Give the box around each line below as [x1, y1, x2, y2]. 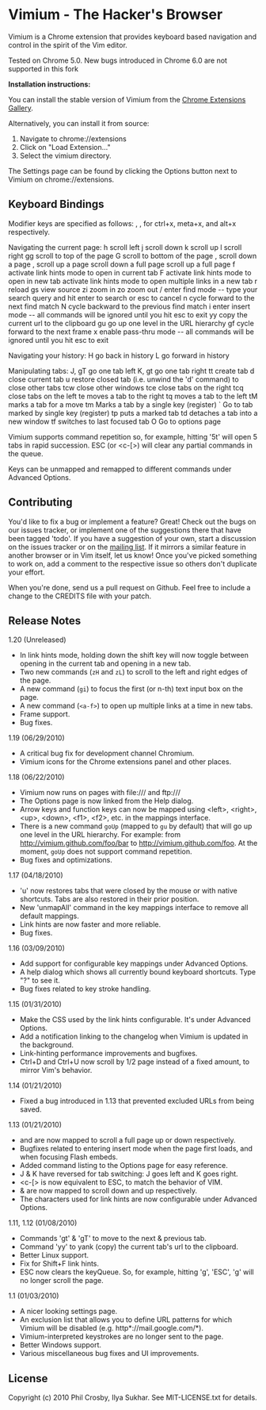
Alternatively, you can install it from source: [8, 118, 150, 128]
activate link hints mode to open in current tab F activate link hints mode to [8, 267, 252, 277]
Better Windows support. [19, 1340, 101, 1350]
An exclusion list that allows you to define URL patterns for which [19, 1315, 232, 1324]
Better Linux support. [19, 1251, 89, 1260]
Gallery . [8, 103, 34, 113]
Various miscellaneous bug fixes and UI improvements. [19, 1349, 199, 1358]
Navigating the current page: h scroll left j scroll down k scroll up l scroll [8, 242, 242, 252]
